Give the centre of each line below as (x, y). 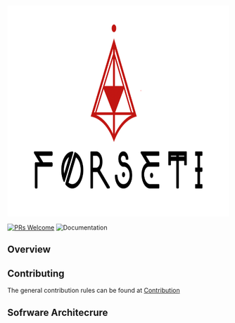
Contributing (36, 273)
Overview (29, 250)
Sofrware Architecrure (58, 312)
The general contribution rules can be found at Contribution (94, 291)
